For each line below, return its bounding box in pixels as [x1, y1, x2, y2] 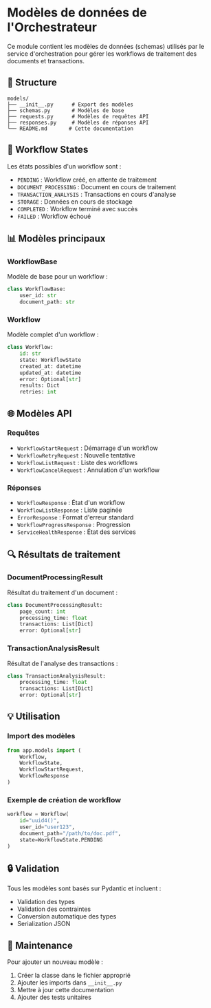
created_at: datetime [19, 363, 81, 369]
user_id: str [19, 292, 57, 299]
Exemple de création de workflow [7, 795, 122, 804]
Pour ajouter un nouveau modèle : [7, 958, 103, 966]
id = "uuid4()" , [19, 817, 60, 824]
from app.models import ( [7, 747, 81, 754]
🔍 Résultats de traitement [7, 548, 121, 560]
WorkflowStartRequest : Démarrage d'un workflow [16, 444, 158, 452]
